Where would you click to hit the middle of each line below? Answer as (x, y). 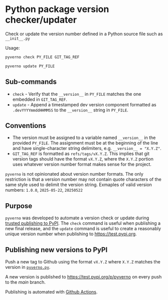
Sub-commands (31, 82)
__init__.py (18, 39)
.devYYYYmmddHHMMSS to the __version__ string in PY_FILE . (70, 110)
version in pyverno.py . (28, 267)
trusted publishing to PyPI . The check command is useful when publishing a (83, 223)
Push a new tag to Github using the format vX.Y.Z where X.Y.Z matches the (83, 261)
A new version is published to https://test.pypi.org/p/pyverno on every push (83, 276)
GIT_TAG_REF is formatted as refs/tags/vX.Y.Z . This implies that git (81, 154)
